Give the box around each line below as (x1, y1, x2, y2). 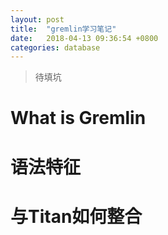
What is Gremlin (10, 107, 147, 130)
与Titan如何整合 (10, 205, 143, 228)
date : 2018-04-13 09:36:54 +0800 (10, 33, 159, 43)
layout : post (10, 14, 65, 25)
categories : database (10, 42, 101, 53)
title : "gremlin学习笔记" (10, 24, 117, 34)
